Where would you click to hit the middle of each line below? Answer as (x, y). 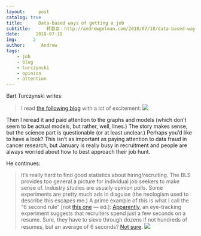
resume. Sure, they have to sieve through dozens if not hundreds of (104, 220)
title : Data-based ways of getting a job (65, 23)
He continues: (23, 163)
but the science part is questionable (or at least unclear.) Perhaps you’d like (99, 133)
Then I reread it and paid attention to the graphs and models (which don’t (96, 120)
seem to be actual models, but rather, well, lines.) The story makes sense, (97, 126)
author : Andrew (32, 46)
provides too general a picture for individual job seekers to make (100, 181)
